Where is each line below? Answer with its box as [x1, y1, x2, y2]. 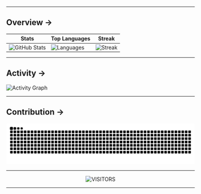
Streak [98, 35, 115, 42]
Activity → [6, 68, 46, 78]
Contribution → [6, 107, 65, 117]
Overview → [6, 17, 53, 27]
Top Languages [50, 35, 91, 42]
